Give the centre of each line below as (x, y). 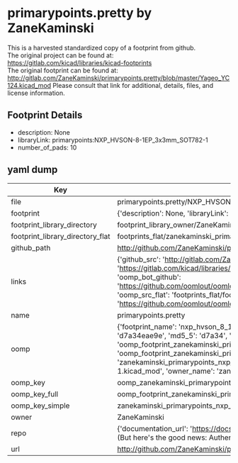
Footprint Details (45, 115)
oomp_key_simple (40, 406)
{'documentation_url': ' (154, 428)
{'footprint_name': (147, 326)
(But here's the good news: (162, 437)
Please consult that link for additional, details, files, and (133, 85)
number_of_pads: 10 (47, 147)
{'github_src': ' (141, 259)
